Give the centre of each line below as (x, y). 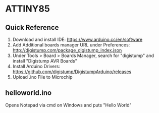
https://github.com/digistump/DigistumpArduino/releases (72, 72)
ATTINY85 (28, 9)
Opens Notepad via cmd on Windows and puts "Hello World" (68, 105)
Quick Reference (32, 27)
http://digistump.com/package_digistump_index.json (67, 50)
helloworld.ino (29, 93)
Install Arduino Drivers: (36, 66)
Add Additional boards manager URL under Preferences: (71, 45)
